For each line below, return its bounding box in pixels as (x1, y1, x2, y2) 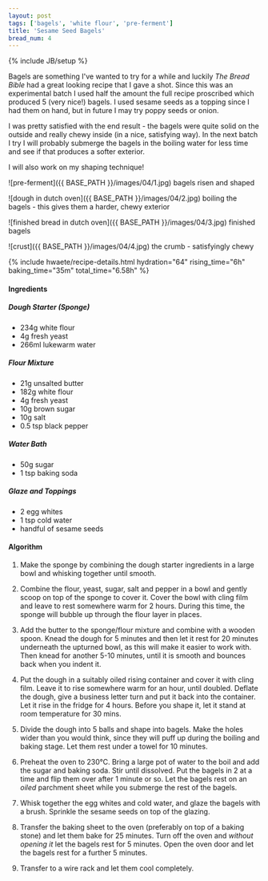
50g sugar (19, 459, 54, 469)
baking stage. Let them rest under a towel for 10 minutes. (19, 741, 208, 751)
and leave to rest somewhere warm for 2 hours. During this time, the (19, 601, 246, 611)
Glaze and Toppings (8, 486, 77, 496)
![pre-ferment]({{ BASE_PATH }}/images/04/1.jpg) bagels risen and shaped (8, 178, 254, 188)
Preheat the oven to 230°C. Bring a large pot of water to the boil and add (19, 757, 260, 766)
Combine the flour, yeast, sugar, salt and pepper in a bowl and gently (19, 583, 248, 594)
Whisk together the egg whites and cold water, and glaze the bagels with (19, 798, 261, 807)
